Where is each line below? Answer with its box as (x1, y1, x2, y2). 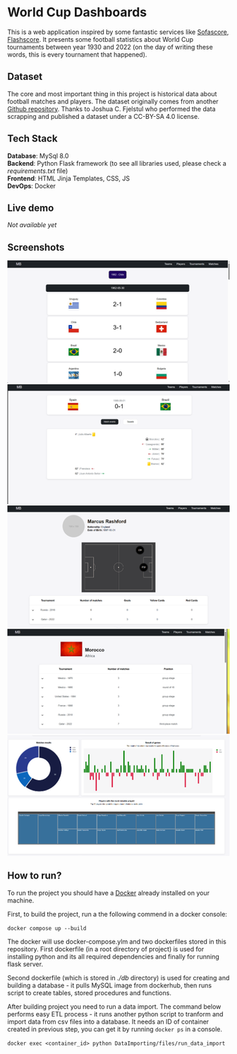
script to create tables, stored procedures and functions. (7, 988, 171, 997)
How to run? (7, 870, 62, 882)
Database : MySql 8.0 (7, 151, 69, 160)
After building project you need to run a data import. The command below (7, 1002, 221, 1011)
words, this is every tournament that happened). (7, 50, 147, 59)
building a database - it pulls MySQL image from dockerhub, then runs (7, 981, 212, 990)
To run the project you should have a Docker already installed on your (7, 888, 210, 897)
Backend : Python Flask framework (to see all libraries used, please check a (7, 159, 227, 167)
